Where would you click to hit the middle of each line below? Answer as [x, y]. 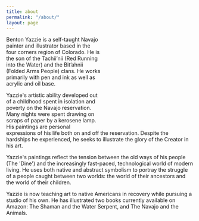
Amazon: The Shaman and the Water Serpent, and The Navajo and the [92, 207]
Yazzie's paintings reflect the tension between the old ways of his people [96, 157]
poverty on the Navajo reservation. [49, 108]
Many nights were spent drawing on [50, 114]
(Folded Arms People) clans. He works [53, 71]
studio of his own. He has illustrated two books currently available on [91, 200]
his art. [15, 146]
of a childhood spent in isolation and [51, 102]
